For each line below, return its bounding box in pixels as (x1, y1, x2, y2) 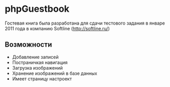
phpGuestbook (5, 3, 70, 15)
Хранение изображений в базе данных (12, 70, 98, 76)
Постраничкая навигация (12, 59, 68, 66)
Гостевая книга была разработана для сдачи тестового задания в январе (5, 20, 165, 26)
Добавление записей (12, 54, 59, 60)
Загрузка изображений (12, 64, 63, 71)
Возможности (5, 40, 52, 49)
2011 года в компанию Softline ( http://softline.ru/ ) (5, 25, 110, 31)
